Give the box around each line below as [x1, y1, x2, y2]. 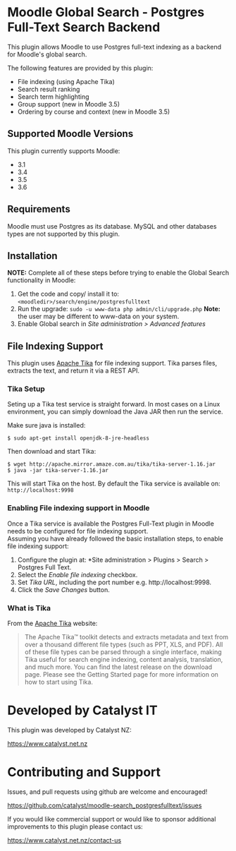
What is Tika [7, 603, 51, 612]
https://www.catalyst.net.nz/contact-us [7, 835, 122, 844]
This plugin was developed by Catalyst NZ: [7, 726, 132, 735]
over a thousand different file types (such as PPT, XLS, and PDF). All [24, 640, 223, 649]
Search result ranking [17, 85, 80, 93]
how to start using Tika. [24, 678, 94, 687]
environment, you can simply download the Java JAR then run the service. [7, 407, 223, 416]
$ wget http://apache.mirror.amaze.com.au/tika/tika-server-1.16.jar [7, 461, 216, 468]
